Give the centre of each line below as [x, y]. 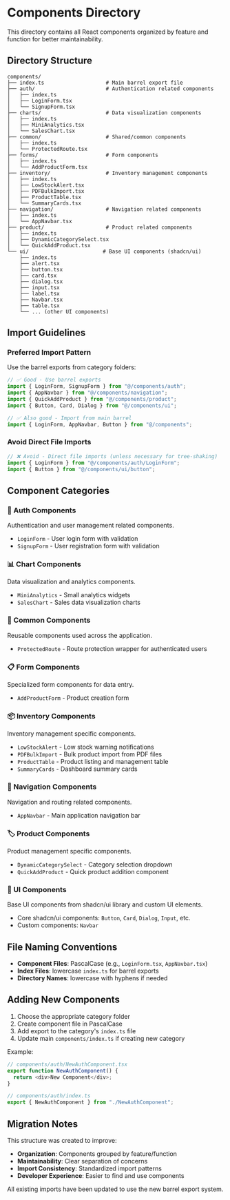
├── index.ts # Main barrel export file [95, 83]
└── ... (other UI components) [64, 311]
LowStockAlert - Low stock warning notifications [85, 747]
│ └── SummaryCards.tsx [44, 203]
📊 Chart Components [44, 564]
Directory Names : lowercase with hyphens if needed [92, 978]
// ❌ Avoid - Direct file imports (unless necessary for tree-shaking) [113, 456]
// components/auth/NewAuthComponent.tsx [67, 1064]
